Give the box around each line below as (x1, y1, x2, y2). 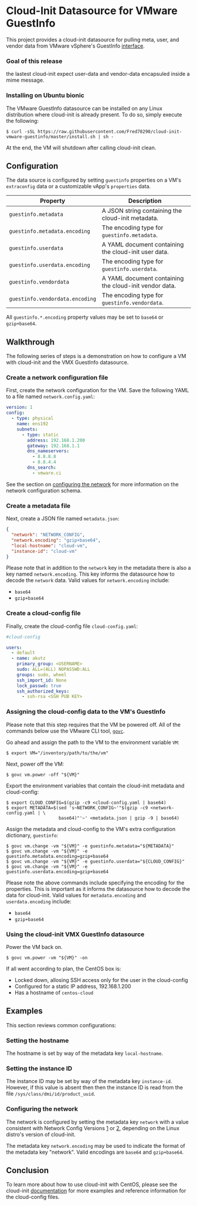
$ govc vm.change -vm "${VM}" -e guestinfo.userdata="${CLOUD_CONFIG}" (6, 858, 185, 864)
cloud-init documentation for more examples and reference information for (6, 1187, 186, 1194)
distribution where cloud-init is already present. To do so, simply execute (6, 111, 182, 118)
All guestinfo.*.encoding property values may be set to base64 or (6, 313, 164, 321)
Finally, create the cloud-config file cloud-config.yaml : (6, 622, 138, 630)
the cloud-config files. (6, 1194, 60, 1201)
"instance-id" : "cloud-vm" (11, 548, 77, 554)
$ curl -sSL (6, 128, 35, 135)
